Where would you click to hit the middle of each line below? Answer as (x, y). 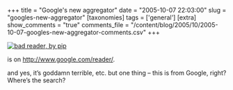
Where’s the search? (37, 80)
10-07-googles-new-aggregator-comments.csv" (77, 32)
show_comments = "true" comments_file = (68, 25)
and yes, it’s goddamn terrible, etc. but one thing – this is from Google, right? (117, 73)
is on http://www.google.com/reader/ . (61, 59)
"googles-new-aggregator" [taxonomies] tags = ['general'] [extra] (102, 17)
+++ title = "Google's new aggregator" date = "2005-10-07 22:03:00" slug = (117, 10)
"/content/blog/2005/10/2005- (174, 25)
